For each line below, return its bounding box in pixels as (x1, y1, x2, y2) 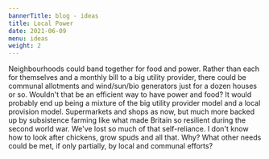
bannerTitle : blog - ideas (8, 11, 99, 20)
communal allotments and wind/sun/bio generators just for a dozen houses (8, 82, 258, 91)
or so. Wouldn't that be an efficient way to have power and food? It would (8, 90, 252, 99)
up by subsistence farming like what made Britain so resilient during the (8, 115, 246, 125)
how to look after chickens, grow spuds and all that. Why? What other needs (8, 132, 262, 142)
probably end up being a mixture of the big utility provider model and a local (8, 98, 261, 108)
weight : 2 (8, 42, 42, 50)
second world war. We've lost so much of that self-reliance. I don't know (8, 124, 249, 134)
